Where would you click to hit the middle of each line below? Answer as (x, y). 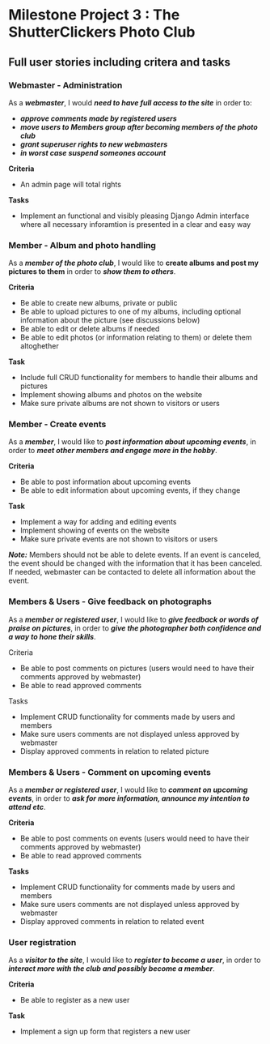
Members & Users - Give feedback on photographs (110, 601)
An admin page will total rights (70, 184)
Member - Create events (57, 425)
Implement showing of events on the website (95, 531)
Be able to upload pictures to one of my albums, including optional (130, 312)
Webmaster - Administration (65, 85)
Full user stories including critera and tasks (120, 62)
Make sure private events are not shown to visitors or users (119, 539)
